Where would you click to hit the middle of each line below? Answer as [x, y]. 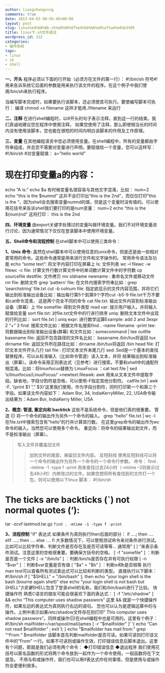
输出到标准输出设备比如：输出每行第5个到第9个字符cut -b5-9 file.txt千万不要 [82, 295]
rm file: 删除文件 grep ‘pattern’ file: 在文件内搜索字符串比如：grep [71, 283]
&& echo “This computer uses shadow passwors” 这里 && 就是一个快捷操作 [81, 600]
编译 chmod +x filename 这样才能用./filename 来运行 [68, 108]
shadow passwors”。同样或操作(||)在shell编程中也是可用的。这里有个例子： [82, 618]
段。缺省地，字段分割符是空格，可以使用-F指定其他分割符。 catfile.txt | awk [82, 381]
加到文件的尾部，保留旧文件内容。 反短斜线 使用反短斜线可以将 [93, 455]
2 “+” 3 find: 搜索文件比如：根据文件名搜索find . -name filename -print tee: [81, 325]
